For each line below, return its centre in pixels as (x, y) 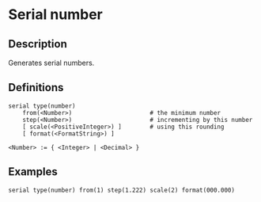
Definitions (36, 88)
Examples (33, 172)
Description (38, 44)
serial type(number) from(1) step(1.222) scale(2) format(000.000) (122, 190)
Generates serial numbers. (51, 63)
